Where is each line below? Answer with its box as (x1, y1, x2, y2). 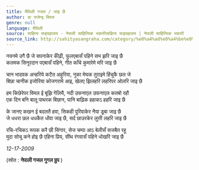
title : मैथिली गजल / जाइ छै (6, 8, 66, 15)
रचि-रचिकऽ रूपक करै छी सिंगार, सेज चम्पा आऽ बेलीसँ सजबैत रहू (6, 127, 126, 133)
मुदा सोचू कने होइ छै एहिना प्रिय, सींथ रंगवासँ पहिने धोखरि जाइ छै (6, 133, 124, 140)
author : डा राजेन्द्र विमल (6, 14, 54, 20)
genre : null (6, 20, 36, 25)
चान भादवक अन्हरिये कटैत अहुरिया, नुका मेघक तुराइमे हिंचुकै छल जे (6, 71, 131, 78)
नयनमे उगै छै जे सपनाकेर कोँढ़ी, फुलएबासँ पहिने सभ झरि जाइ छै (6, 53, 123, 59)
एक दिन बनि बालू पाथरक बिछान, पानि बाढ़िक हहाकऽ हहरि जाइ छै (6, 96, 126, 103)
